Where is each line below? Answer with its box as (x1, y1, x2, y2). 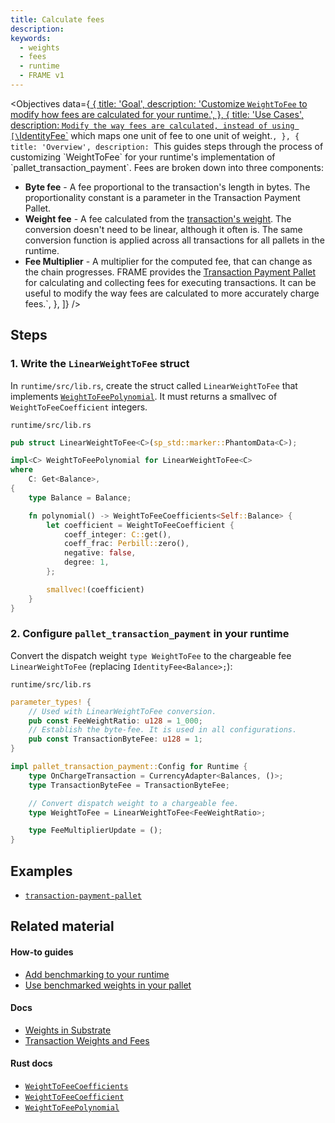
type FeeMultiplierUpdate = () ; (28, 826, 163, 836)
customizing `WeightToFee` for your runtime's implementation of (10, 151, 276, 163)
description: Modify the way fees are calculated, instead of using (10, 119, 295, 131)
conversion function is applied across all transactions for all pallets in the (24, 234, 325, 246)
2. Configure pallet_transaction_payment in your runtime (10, 627, 290, 641)
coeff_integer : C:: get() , (63, 529, 172, 540)
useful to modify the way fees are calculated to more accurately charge (24, 287, 320, 299)
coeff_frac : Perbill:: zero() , (63, 539, 190, 549)
